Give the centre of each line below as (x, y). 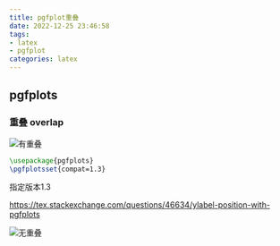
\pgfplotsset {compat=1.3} (57, 169)
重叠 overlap (37, 123)
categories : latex (43, 59)
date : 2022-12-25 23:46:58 (59, 26)
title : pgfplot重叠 (44, 17)
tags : (19, 34)
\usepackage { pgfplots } (51, 161)
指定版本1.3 (30, 187)
